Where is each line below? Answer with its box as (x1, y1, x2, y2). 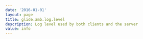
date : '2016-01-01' (5, 7, 47, 13)
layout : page (5, 12, 33, 17)
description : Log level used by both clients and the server (5, 21, 138, 27)
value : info (5, 26, 31, 31)
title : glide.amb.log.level (5, 17, 65, 22)
